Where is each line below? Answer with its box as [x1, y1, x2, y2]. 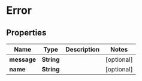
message [9, 55, 36, 64]
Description [65, 46, 100, 53]
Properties [6, 28, 47, 38]
